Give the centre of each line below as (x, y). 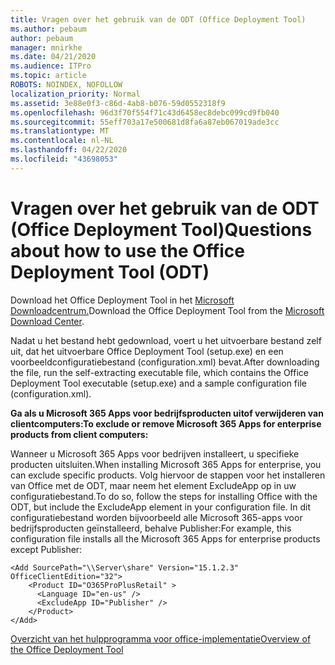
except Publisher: (46, 549)
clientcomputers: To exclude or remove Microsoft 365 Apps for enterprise (166, 423)
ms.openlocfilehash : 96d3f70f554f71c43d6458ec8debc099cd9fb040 (145, 112)
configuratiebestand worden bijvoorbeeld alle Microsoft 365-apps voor (156, 517)
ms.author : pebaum (48, 29)
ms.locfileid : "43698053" (64, 159)
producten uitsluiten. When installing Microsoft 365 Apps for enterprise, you (166, 464)
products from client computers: (79, 434)
